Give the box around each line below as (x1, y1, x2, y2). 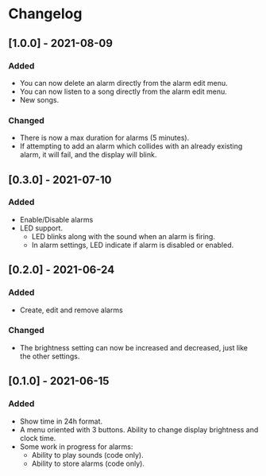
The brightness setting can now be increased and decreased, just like (19, 342, 249, 352)
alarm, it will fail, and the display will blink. (19, 150, 157, 160)
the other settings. (19, 351, 80, 361)
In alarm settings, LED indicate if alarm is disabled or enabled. (31, 240, 234, 250)
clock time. (19, 433, 56, 443)
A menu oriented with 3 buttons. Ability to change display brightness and (19, 424, 259, 434)
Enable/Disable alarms (19, 215, 94, 224)
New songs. (19, 95, 60, 104)
